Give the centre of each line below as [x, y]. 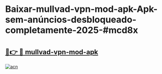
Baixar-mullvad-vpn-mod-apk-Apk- [82, 9]
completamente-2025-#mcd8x [72, 30]
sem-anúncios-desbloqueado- [71, 20]
